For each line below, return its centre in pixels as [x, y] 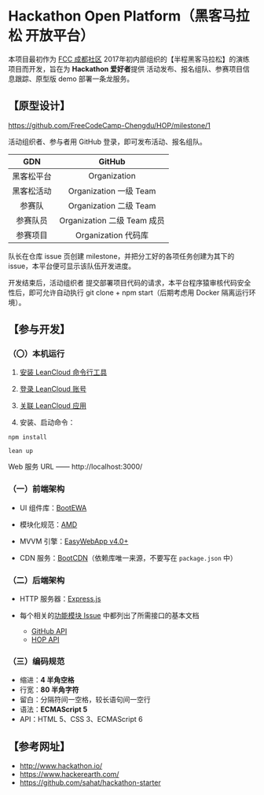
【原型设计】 [39, 106]
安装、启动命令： [47, 422]
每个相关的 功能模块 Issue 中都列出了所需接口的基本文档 [109, 616]
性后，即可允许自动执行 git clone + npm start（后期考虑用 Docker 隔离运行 [128, 293]
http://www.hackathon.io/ [61, 766]
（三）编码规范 [37, 661]
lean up [21, 451]
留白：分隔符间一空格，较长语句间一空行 [85, 700]
